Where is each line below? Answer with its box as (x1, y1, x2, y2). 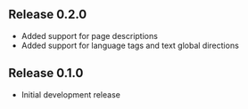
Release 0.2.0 (8, 7, 87, 22)
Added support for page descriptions (21, 30, 158, 41)
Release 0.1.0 (8, 66, 84, 81)
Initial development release (21, 89, 121, 100)
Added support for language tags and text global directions (21, 40, 240, 51)
